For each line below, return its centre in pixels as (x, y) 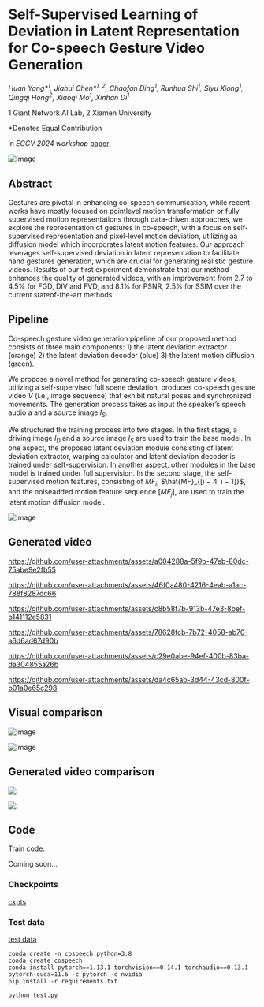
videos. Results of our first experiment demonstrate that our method (119, 270)
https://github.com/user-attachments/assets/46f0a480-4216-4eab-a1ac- (127, 584)
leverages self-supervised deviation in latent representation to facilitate (124, 253)
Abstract (30, 183)
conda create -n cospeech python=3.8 (70, 953)
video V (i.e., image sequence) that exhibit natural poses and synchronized (130, 395)
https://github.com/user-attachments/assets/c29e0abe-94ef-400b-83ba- (129, 655)
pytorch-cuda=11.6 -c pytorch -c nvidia (76, 974)
